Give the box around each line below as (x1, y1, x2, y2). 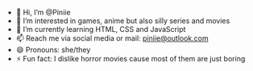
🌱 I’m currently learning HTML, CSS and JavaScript (15, 25, 186, 34)
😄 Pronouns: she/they (15, 45, 91, 54)
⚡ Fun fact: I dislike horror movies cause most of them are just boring (15, 54, 246, 63)
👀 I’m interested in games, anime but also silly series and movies (15, 16, 230, 26)
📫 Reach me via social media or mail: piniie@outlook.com (15, 34, 209, 43)
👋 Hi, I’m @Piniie (15, 8, 71, 17)
